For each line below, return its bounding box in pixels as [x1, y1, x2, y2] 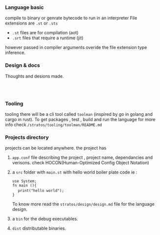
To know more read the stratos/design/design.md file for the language [12, 201, 155, 207]
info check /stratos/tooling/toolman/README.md [5, 122, 102, 128]
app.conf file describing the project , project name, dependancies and [12, 155, 153, 160]
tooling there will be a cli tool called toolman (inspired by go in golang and [5, 111, 153, 117]
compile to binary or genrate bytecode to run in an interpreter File [5, 15, 137, 21]
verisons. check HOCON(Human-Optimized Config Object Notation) [12, 160, 149, 166]
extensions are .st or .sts [5, 20, 58, 26]
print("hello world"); [18, 188, 65, 193]
